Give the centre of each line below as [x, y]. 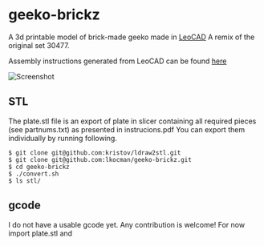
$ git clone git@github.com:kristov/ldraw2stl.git [95, 153]
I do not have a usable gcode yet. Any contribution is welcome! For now [127, 224]
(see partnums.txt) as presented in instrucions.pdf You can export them [127, 129]
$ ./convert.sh [34, 174]
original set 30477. [39, 45]
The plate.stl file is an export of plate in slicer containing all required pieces [132, 121]
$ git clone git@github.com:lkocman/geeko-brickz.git [100, 159]
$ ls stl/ [25, 181]
